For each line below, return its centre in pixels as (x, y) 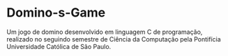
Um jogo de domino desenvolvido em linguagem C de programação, (105, 32)
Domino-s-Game (56, 13)
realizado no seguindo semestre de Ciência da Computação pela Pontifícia (114, 39)
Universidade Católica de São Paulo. (59, 46)
